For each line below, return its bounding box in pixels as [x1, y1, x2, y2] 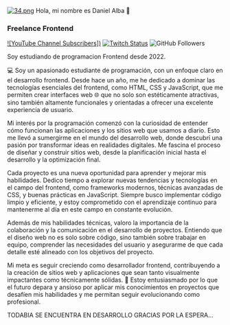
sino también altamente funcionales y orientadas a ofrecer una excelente [7, 98, 214, 107]
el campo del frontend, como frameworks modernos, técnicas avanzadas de [7, 183, 223, 192]
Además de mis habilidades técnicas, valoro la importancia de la [7, 218, 189, 227]
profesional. [7, 298, 41, 306]
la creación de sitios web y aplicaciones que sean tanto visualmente [7, 269, 200, 277]
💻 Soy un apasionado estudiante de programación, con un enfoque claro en [7, 66, 223, 75]
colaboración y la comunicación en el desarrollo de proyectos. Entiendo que [7, 226, 222, 234]
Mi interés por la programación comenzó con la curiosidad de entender [7, 119, 208, 127]
